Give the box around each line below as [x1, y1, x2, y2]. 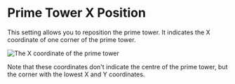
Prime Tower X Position [7, 5, 146, 21]
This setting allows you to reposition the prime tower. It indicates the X [7, 28, 210, 36]
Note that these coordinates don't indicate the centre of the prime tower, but [7, 62, 228, 71]
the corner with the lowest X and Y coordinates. [7, 70, 145, 78]
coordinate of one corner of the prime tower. [7, 35, 136, 43]
